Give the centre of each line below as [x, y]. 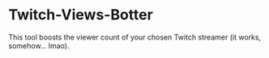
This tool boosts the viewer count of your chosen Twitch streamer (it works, [135, 37]
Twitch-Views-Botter [81, 15]
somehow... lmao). [39, 45]
